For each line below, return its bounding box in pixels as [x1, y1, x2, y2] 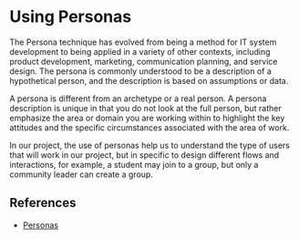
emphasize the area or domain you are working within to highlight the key [9, 112, 285, 123]
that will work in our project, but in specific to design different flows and [9, 149, 280, 161]
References [9, 195, 77, 211]
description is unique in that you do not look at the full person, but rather [9, 102, 282, 113]
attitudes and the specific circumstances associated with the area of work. [9, 121, 290, 133]
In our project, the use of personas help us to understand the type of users [9, 140, 290, 151]
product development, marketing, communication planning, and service [9, 56, 278, 67]
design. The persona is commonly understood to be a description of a [9, 66, 272, 77]
